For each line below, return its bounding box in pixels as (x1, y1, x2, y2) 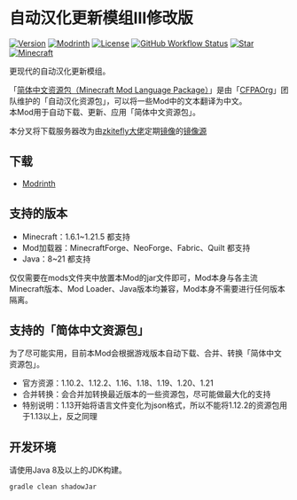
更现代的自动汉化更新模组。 (9, 66, 111, 76)
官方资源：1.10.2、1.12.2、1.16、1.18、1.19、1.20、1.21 (21, 378, 215, 388)
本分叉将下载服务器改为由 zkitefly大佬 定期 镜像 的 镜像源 (9, 125, 207, 136)
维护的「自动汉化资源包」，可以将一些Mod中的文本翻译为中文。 (16, 95, 247, 106)
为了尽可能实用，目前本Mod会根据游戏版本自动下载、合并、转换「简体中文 (9, 348, 282, 359)
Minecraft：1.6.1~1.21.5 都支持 (21, 231, 131, 242)
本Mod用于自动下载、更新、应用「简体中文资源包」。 (9, 106, 201, 117)
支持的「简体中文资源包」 (9, 323, 149, 338)
